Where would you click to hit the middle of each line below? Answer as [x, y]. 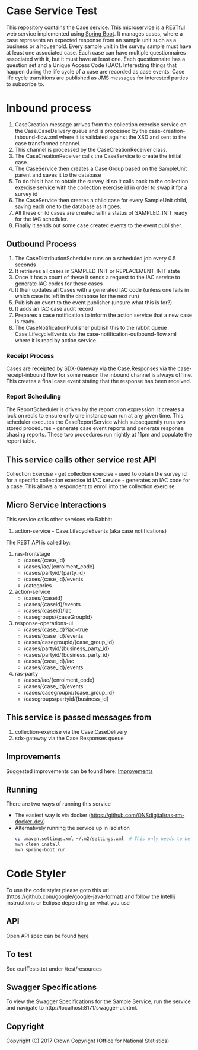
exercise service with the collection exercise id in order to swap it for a [101, 187]
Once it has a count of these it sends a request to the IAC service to [98, 277]
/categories [38, 585]
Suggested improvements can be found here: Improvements [79, 771]
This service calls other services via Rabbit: [59, 519]
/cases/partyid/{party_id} [54, 572]
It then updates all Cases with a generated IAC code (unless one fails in [102, 289]
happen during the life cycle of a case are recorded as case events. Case [95, 71]
